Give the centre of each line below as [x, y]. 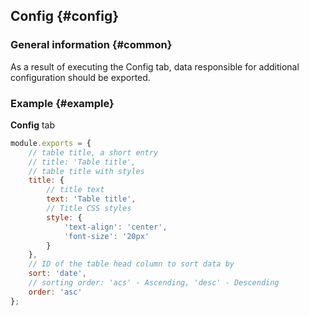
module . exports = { [51, 143]
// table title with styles [86, 171]
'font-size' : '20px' [106, 236]
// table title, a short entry [93, 152]
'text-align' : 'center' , [115, 227]
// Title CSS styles [89, 209]
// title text [75, 190]
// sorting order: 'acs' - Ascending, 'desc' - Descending [154, 283]
